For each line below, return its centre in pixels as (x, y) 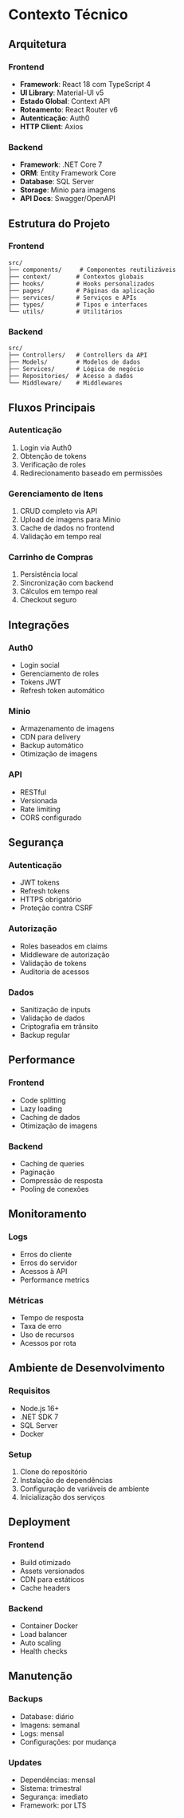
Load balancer (43, 1634)
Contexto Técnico (69, 15)
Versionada (38, 800)
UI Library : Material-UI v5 (62, 93)
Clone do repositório (53, 1471)
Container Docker (49, 1626)
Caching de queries (52, 1163)
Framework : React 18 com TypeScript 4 (85, 84)
